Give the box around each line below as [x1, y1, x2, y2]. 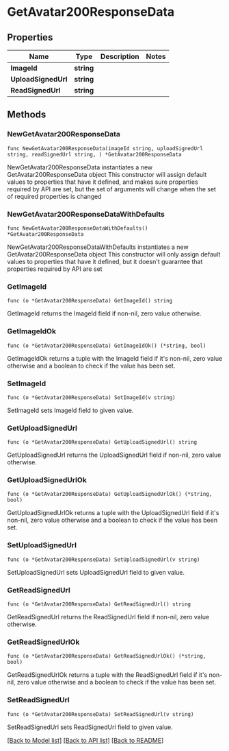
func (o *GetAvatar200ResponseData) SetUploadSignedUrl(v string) [7, 556, 200, 563]
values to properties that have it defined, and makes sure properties [7, 178, 198, 186]
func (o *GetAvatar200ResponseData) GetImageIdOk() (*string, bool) [7, 342, 206, 349]
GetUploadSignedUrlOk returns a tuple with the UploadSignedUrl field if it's [7, 509, 219, 517]
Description [100, 52, 140, 61]
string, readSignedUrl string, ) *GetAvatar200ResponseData [7, 151, 183, 158]
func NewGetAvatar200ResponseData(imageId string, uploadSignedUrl [7, 145, 204, 152]
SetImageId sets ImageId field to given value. [7, 406, 134, 414]
